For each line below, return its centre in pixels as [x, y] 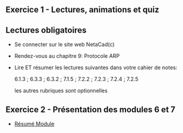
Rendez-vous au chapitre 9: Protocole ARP [67, 56]
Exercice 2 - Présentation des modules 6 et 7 [91, 109]
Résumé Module [34, 124]
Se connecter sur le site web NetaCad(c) [64, 45]
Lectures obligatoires [46, 30]
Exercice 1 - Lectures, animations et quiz [83, 10]
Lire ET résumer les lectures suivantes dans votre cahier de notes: [96, 67]
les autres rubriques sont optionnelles [61, 91]
